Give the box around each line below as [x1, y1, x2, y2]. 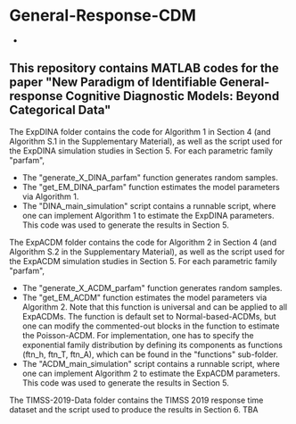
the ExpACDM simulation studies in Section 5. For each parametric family [9, 255, 278, 266]
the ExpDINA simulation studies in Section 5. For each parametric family [9, 145, 274, 156]
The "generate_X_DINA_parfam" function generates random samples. [21, 171, 278, 183]
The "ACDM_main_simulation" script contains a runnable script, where [21, 358, 281, 369]
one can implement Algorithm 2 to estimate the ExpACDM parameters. [21, 368, 281, 378]
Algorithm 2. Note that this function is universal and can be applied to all [21, 301, 288, 312]
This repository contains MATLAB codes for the [9, 61, 279, 76]
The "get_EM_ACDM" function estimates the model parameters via [21, 292, 267, 303]
